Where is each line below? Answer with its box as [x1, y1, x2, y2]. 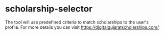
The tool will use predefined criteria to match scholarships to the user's [5, 19, 149, 25]
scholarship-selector [5, 3, 93, 14]
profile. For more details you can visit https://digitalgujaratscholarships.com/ [5, 24, 159, 30]
